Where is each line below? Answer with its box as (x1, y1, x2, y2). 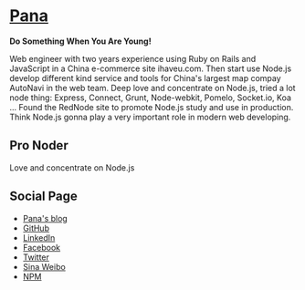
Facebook (22, 242, 61, 253)
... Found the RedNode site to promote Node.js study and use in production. (9, 101, 294, 112)
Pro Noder (9, 138, 68, 153)
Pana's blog (22, 212, 68, 223)
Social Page (9, 189, 78, 204)
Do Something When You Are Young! (9, 36, 152, 47)
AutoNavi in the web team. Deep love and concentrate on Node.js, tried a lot (9, 82, 296, 93)
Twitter (22, 252, 50, 263)
